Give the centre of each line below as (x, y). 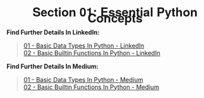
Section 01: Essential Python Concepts (115, 14)
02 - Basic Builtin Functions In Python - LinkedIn (92, 52)
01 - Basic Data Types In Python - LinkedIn (84, 46)
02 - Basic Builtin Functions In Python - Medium (91, 87)
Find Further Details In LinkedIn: (53, 32)
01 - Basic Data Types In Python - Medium (83, 79)
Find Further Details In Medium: (53, 66)
